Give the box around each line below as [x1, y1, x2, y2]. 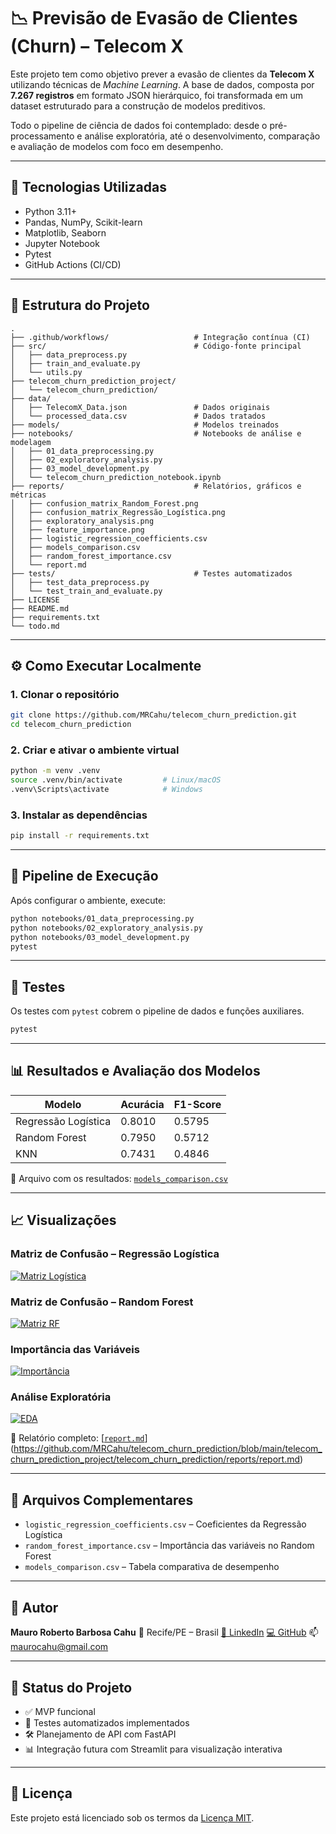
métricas [10, 490, 47, 500]
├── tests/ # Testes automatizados [10, 568, 293, 579]
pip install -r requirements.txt [10, 831, 150, 841]
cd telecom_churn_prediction [10, 720, 132, 730]
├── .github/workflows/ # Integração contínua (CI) [10, 332, 311, 342]
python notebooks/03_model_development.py [10, 932, 190, 942]
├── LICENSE [10, 595, 60, 605]
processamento [10, 130, 75, 142]
